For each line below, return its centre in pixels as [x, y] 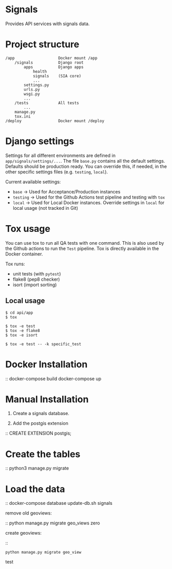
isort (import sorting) [35, 284]
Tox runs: [15, 264]
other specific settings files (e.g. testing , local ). [57, 172]
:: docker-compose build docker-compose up [53, 379]
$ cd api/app [19, 312]
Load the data [35, 489]
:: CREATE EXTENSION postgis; [39, 433]
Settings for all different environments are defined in [60, 155]
